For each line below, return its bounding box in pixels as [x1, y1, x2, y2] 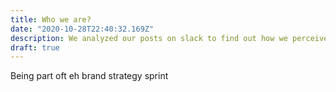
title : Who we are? [10, 14, 92, 25]
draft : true [10, 42, 60, 53]
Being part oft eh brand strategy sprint [10, 70, 169, 82]
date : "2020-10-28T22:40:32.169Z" [10, 24, 155, 34]
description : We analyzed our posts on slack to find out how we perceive [10, 33, 329, 43]
